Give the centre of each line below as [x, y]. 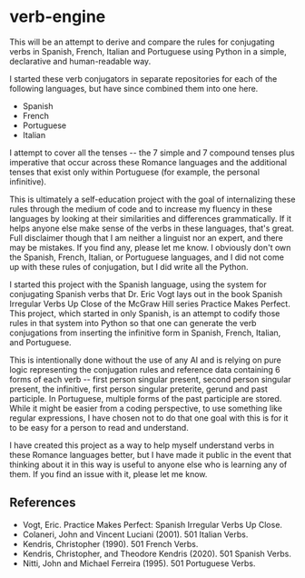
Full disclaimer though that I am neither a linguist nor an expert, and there [146, 237]
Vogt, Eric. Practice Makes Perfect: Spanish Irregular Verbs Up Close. [152, 524]
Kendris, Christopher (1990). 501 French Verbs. [110, 543]
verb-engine [58, 17]
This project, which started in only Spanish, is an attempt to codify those [145, 313]
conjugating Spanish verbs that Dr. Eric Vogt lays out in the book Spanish [146, 294]
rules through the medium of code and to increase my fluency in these [141, 209]
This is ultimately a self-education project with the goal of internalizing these [152, 199]
